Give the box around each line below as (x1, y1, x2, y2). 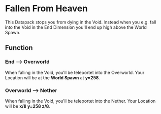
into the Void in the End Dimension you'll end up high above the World (5, 24, 147, 30)
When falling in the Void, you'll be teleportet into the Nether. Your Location (5, 98, 156, 104)
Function (5, 44, 33, 52)
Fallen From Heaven (5, 3, 88, 14)
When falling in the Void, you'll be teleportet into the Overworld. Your (5, 69, 145, 75)
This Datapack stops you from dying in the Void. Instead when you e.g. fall (5, 19, 156, 25)
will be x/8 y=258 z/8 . (5, 103, 51, 109)
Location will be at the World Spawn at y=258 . (5, 74, 100, 81)
